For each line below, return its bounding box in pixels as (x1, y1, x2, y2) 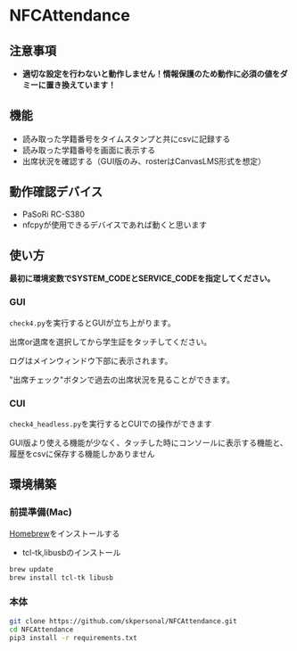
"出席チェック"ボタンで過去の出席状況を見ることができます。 (9, 374, 235, 384)
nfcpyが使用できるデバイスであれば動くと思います (21, 219, 208, 230)
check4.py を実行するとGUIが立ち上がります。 (9, 317, 176, 328)
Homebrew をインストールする (9, 528, 120, 539)
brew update (9, 564, 54, 573)
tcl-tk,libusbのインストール (21, 547, 121, 557)
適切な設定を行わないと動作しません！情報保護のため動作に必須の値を (21, 69, 281, 78)
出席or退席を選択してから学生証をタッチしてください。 (9, 336, 212, 347)
